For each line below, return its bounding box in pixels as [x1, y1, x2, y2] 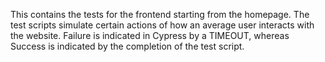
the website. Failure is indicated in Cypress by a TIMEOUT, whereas [10, 30, 290, 41]
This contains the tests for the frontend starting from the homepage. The [10, 9, 310, 20]
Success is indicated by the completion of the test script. [10, 40, 245, 52]
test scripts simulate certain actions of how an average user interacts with [10, 19, 315, 31]
